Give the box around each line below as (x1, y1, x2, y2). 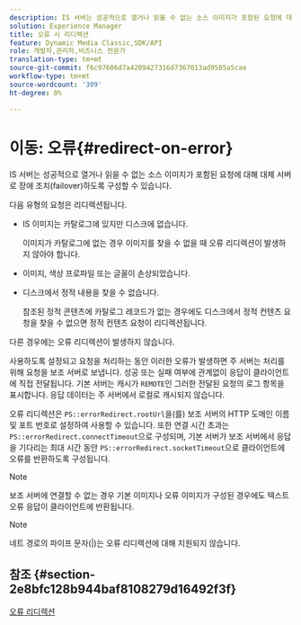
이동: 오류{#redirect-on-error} (9, 138, 234, 158)
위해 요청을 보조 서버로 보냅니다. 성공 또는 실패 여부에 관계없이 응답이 (9, 367, 252, 378)
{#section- (33, 567, 96, 582)
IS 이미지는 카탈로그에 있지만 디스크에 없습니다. (22, 219, 189, 229)
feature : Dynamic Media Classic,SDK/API (9, 38, 164, 48)
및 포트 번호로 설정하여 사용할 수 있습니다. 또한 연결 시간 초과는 (9, 420, 230, 431)
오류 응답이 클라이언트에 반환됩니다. (9, 501, 135, 513)
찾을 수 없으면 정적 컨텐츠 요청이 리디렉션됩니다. (39, 317, 208, 328)
